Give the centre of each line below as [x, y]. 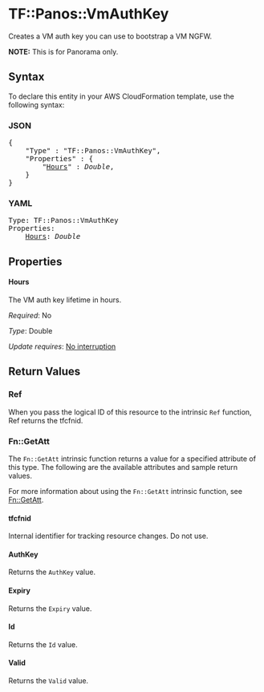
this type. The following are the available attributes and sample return [123, 467]
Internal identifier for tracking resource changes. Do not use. [108, 536]
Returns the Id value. [43, 644]
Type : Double [30, 330]
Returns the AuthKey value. [52, 572]
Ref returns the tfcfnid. [46, 420]
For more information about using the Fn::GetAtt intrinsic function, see [126, 491]
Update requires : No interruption [62, 346]
